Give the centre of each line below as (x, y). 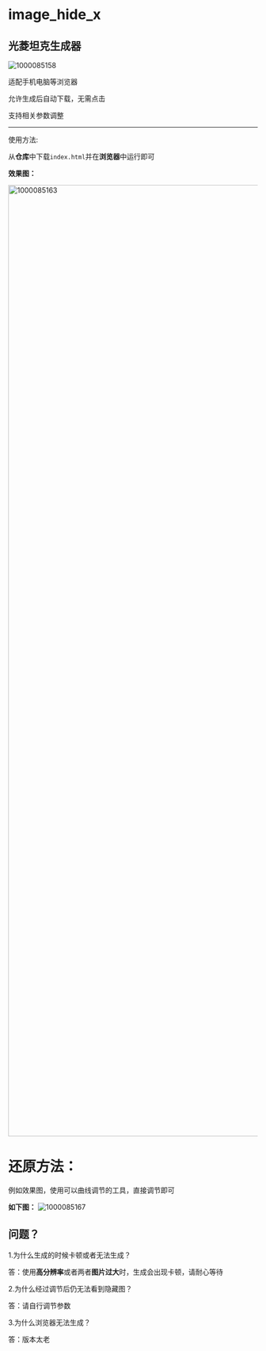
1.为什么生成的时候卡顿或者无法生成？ (70, 1255)
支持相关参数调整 (36, 115)
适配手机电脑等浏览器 (43, 82)
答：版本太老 (29, 1339)
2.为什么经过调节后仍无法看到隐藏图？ (70, 1288)
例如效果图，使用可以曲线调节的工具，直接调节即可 (91, 1190)
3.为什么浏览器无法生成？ (49, 1322)
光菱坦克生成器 (45, 46)
